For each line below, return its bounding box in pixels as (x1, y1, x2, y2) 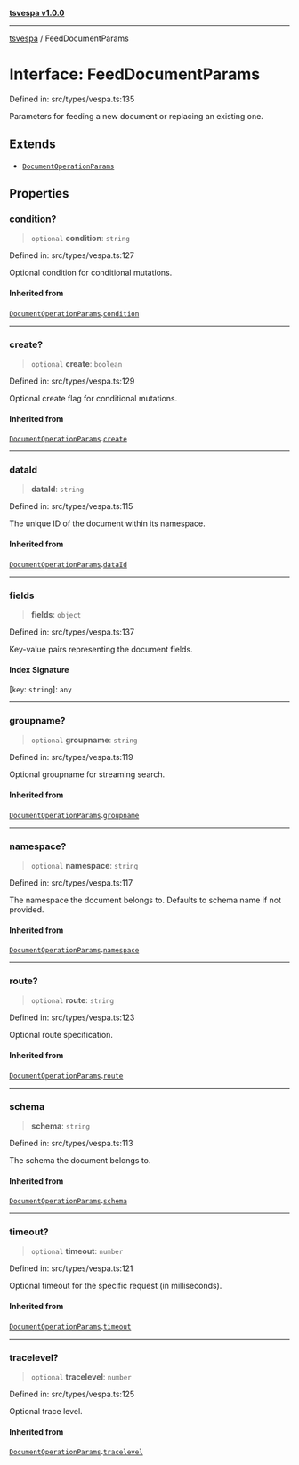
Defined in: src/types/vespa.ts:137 (9, 627, 135, 637)
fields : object (30, 609, 82, 619)
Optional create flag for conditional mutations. (9, 393, 178, 403)
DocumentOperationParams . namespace (9, 944, 140, 955)
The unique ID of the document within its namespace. (9, 518, 206, 529)
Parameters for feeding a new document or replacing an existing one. (9, 110, 264, 121)
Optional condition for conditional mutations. (9, 267, 173, 279)
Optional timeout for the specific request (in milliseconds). (9, 1281, 222, 1291)
